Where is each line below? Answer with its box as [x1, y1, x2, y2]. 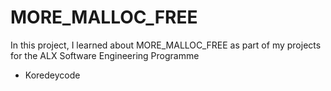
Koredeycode [24, 69, 81, 81]
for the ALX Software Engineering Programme [10, 49, 200, 61]
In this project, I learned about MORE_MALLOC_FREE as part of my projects [10, 39, 322, 51]
